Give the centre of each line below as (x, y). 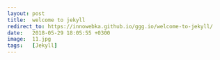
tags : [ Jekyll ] (32, 46)
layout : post (26, 13)
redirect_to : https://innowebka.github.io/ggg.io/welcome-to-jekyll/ (110, 26)
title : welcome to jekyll (46, 20)
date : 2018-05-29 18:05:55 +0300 (59, 33)
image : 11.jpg (29, 39)
